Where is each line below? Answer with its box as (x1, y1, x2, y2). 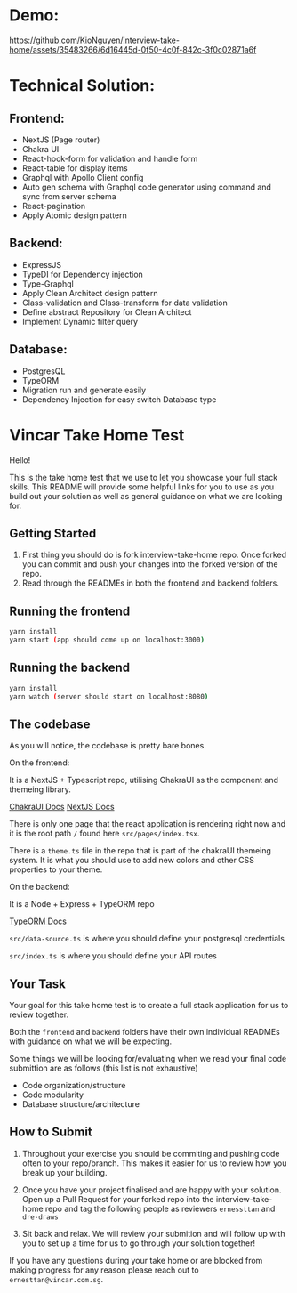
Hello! (9, 455, 31, 465)
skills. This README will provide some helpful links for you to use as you (9, 481, 275, 492)
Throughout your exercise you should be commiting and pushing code (21, 1148, 280, 1159)
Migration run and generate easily (21, 384, 147, 395)
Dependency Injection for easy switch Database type (21, 393, 217, 405)
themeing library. (9, 784, 71, 795)
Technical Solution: (9, 76, 156, 96)
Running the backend (9, 660, 131, 675)
